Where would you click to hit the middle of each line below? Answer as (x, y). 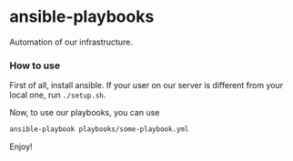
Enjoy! (21, 146)
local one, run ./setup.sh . (58, 95)
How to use (35, 65)
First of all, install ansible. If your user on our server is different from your (146, 86)
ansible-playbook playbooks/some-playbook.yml (99, 129)
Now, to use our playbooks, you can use (85, 113)
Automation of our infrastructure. (71, 42)
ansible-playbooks (82, 17)
